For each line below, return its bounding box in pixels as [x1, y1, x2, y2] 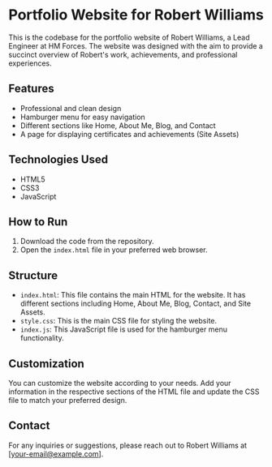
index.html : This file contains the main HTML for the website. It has [19, 290, 246, 300]
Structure [8, 268, 58, 282]
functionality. [19, 333, 64, 343]
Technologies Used [8, 152, 108, 167]
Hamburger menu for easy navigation [19, 112, 146, 122]
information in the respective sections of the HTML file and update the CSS [8, 387, 260, 396]
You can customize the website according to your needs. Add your [8, 379, 231, 388]
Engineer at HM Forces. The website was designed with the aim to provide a [8, 41, 264, 50]
